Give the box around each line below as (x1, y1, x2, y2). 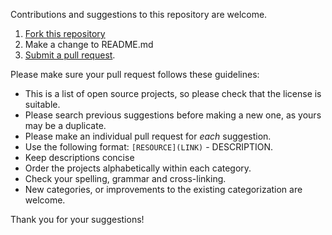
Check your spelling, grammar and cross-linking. (24, 173, 227, 184)
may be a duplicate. (24, 120, 107, 131)
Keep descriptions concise (24, 152, 135, 163)
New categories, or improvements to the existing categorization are (24, 184, 303, 195)
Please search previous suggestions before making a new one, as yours (24, 109, 322, 121)
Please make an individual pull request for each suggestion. (24, 130, 272, 142)
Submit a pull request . (24, 49, 116, 61)
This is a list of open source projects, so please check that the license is (24, 88, 322, 99)
